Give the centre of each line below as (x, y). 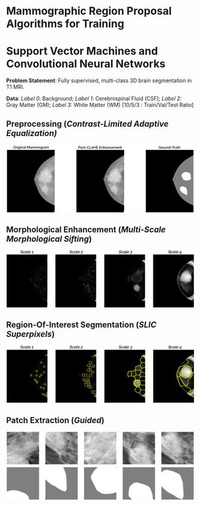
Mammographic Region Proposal (89, 11)
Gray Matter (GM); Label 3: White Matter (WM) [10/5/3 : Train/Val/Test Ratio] (100, 105)
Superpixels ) (30, 334)
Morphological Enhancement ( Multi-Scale (86, 230)
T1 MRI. (16, 87)
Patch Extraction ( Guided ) (55, 420)
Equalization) (32, 133)
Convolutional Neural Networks (86, 64)
